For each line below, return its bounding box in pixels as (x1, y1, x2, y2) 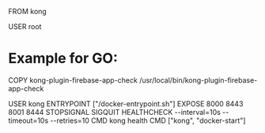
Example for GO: (8, 50, 119, 68)
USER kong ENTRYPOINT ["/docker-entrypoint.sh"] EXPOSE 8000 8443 (8, 98, 244, 109)
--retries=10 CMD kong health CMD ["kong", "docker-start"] (50, 116, 246, 125)
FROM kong (8, 7, 47, 16)
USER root (8, 22, 42, 31)
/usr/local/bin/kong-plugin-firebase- (139, 75, 258, 85)
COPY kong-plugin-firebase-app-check (8, 75, 138, 85)
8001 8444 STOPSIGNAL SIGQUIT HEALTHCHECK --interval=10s (8, 107, 221, 116)
